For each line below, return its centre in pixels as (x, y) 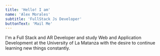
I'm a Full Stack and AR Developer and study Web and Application (73, 38)
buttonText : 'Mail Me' (29, 24)
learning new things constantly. (38, 48)
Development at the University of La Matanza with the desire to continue (80, 43)
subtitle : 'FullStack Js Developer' (44, 19)
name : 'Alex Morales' (28, 14)
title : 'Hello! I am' (28, 10)
